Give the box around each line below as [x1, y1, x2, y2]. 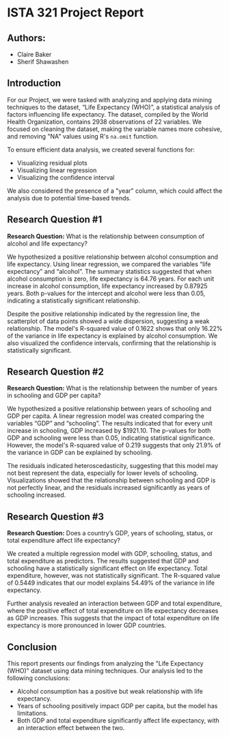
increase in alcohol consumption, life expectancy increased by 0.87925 [7, 281, 208, 290]
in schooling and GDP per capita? [7, 391, 101, 399]
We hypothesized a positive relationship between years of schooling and [7, 405, 212, 413]
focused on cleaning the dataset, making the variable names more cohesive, [7, 125, 222, 133]
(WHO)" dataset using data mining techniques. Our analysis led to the [7, 667, 203, 675]
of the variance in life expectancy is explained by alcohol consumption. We [7, 331, 218, 340]
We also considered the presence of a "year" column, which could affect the [7, 187, 223, 195]
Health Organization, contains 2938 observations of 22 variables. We [7, 117, 202, 126]
